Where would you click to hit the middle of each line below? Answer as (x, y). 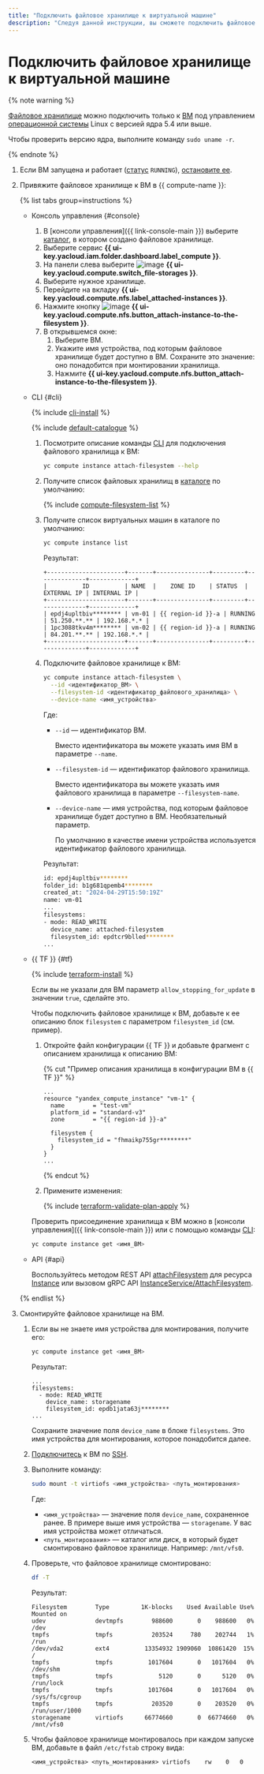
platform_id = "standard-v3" (98, 1113)
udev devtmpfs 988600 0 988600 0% (143, 1621)
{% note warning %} (41, 100)
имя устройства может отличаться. (103, 1531)
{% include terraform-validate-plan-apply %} (117, 1206)
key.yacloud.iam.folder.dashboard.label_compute (127, 256)
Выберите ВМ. (79, 340)
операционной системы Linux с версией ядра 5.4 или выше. (110, 124)
